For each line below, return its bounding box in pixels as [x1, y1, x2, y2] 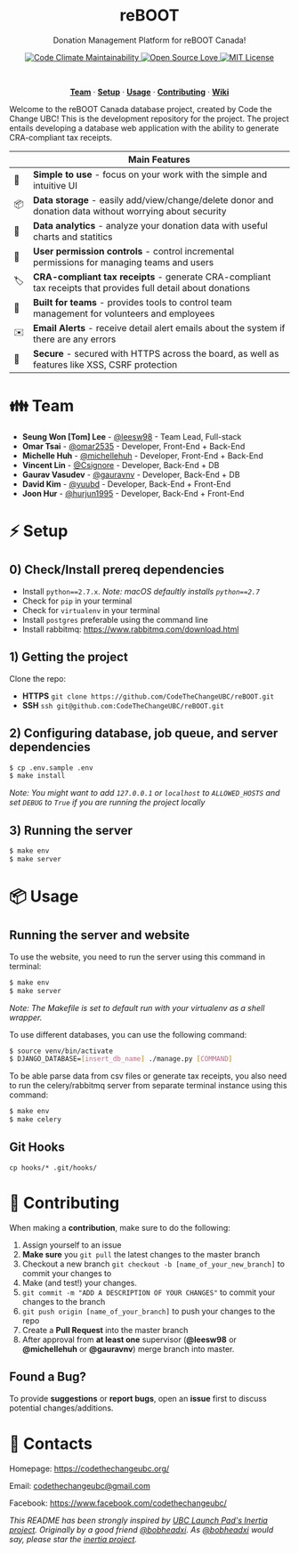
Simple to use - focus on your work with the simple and [32, 168, 268, 181]
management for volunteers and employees [32, 307, 215, 319]
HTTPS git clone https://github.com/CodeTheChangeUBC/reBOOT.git [21, 691, 275, 701]
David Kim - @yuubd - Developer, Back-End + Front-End [21, 478, 231, 489]
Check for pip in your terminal [21, 595, 133, 606]
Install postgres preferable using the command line [21, 614, 209, 625]
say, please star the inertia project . [9, 1533, 138, 1544]
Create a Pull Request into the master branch [21, 1324, 189, 1335]
